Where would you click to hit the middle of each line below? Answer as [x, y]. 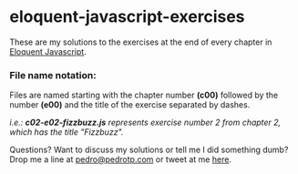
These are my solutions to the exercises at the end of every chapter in [141, 42]
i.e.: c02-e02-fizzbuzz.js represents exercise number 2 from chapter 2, [145, 123]
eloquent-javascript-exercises [127, 17]
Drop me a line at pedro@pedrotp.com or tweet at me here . [121, 159]
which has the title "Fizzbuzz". [67, 132]
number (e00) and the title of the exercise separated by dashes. [130, 105]
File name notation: [53, 75]
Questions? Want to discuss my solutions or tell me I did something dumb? [149, 150]
